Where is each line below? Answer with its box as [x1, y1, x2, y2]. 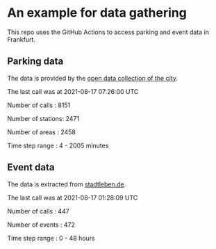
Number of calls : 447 [7, 207, 69, 215]
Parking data [7, 56, 64, 67]
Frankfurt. [7, 35, 36, 43]
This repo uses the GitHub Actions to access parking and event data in [7, 28, 210, 36]
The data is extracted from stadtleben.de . [7, 179, 126, 188]
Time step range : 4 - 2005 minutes [7, 141, 109, 150]
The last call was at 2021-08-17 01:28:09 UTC [7, 193, 138, 202]
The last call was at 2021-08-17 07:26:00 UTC [7, 87, 139, 95]
